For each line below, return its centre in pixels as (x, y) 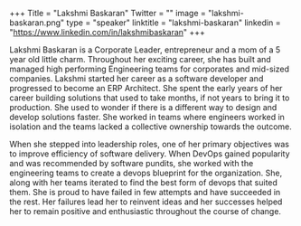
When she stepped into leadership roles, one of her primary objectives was (149, 144)
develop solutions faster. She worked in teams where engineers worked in (147, 117)
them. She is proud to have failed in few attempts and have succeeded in (145, 192)
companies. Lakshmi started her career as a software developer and (136, 79)
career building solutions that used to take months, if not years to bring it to (150, 98)
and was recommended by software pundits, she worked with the (132, 163)
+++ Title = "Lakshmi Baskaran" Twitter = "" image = (108, 13)
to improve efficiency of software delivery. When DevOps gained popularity (150, 154)
